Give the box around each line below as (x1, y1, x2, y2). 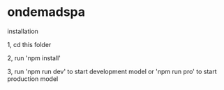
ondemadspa (7, 4, 86, 20)
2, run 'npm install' (7, 53, 61, 62)
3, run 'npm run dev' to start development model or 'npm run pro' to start (7, 67, 217, 75)
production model (7, 74, 59, 83)
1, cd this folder (7, 40, 52, 48)
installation (7, 27, 38, 35)
